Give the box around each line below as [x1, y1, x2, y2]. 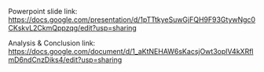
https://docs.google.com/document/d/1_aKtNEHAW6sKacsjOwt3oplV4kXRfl [8, 47, 254, 56]
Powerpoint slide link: [8, 7, 78, 16]
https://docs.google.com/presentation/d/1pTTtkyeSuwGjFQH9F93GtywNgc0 [8, 15, 256, 24]
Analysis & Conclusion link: [8, 38, 96, 48]
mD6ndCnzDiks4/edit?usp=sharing [8, 55, 123, 64]
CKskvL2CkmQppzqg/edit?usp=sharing [8, 23, 137, 32]
